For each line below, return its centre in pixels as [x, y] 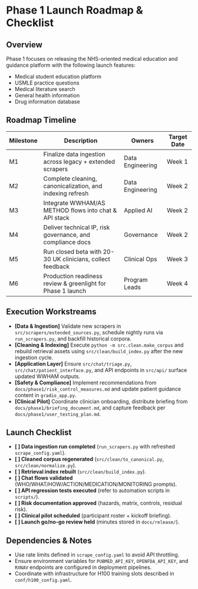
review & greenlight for [75, 283]
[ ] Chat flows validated [44, 478]
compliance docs [67, 242]
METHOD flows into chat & [80, 210]
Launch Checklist [39, 433]
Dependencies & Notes [49, 540]
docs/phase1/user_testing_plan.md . [58, 414]
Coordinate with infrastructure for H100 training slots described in [95, 574]
